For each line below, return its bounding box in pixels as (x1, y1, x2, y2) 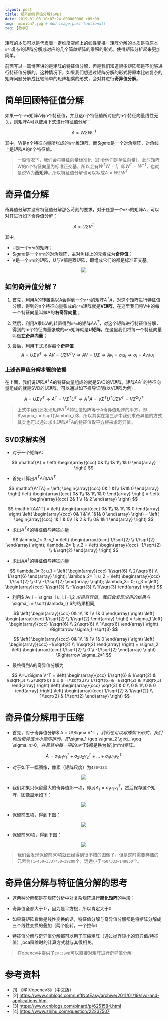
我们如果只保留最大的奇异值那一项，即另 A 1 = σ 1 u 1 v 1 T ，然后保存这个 (12, 784, 151, 792)
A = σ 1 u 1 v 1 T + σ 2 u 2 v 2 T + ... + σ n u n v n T (45, 752, 122, 760)
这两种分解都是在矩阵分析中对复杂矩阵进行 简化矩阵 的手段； (12, 895, 135, 901)
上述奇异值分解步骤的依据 (5, 366, 67, 373)
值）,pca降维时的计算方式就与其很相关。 (12, 939, 96, 945)
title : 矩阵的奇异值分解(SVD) (5, 12, 62, 17)
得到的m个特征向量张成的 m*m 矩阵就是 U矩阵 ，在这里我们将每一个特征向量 (12, 326, 162, 332)
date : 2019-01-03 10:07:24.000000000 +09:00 (5, 16, 99, 21)
